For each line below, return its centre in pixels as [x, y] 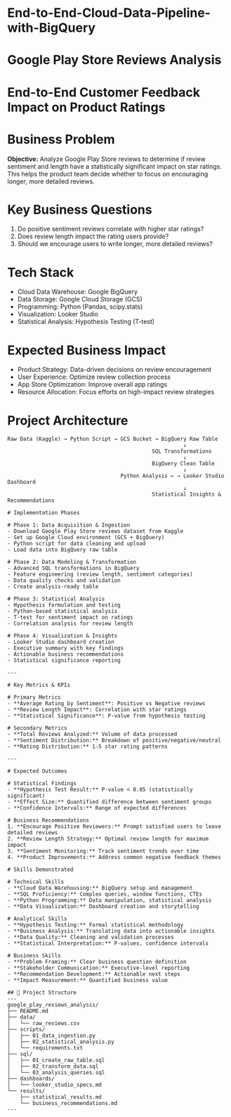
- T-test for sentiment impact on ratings [70, 618]
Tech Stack [41, 272]
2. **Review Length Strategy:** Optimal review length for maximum [108, 839]
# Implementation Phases [44, 513]
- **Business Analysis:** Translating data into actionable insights [111, 931]
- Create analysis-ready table [53, 587]
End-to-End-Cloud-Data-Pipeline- [109, 13]
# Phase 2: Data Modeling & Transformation [72, 562]
